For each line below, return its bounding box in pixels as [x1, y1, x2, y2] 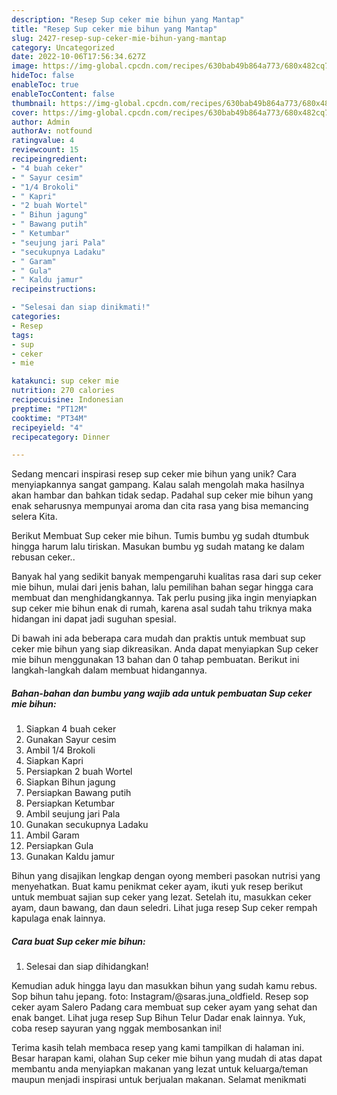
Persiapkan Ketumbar [25, 797, 116, 810]
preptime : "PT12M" [11, 404, 88, 414]
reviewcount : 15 [11, 145, 79, 155]
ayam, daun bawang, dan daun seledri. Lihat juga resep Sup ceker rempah [11, 902, 318, 914]
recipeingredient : [11, 154, 88, 164]
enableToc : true [11, 80, 79, 90]
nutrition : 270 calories [11, 386, 115, 396]
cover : [11, 107, 39, 118]
